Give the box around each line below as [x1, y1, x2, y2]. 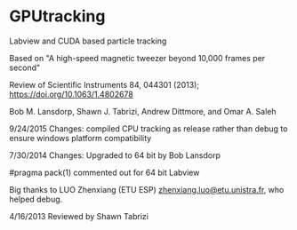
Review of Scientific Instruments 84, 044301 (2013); [9, 79, 200, 90]
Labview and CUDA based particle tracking [9, 36, 167, 46]
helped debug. [9, 194, 63, 204]
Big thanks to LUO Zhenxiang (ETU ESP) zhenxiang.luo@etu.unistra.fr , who [9, 184, 285, 194]
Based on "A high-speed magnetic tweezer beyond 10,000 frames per [9, 52, 266, 63]
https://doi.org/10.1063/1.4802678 [9, 89, 133, 99]
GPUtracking [9, 6, 106, 27]
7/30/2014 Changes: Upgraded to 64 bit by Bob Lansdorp [9, 149, 221, 161]
